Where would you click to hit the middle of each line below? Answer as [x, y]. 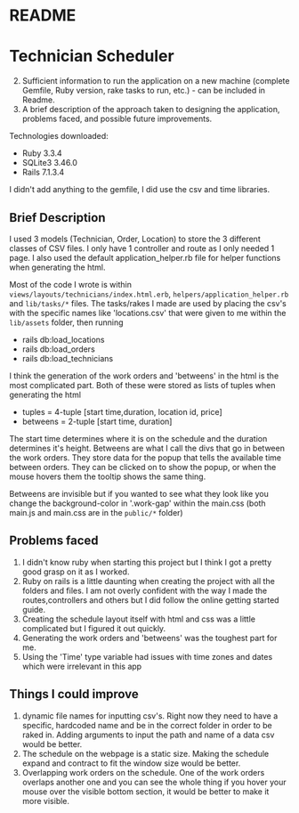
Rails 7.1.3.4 [43, 172]
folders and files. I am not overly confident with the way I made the [145, 590]
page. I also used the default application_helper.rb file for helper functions [145, 257]
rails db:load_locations [63, 339]
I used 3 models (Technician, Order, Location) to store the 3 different [135, 239]
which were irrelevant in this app [82, 666]
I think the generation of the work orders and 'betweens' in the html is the [144, 376]
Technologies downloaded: [59, 136]
